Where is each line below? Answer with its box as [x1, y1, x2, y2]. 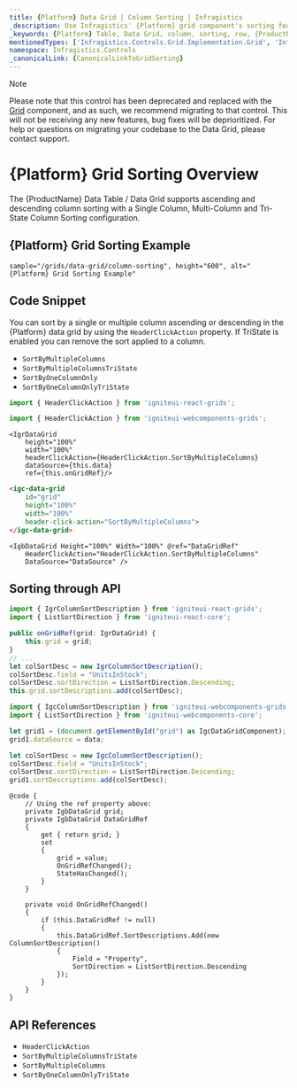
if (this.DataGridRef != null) [41, 916, 156, 925]
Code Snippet [9, 293, 87, 308]
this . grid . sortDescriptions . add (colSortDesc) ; [9, 687, 184, 696]
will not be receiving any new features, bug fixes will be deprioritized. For [9, 114, 276, 125]
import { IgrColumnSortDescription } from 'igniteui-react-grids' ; [9, 604, 263, 614]
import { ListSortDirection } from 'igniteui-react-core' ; [9, 613, 232, 622]
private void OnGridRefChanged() [25, 900, 148, 909]
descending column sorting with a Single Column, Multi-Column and [9, 203, 258, 214]
